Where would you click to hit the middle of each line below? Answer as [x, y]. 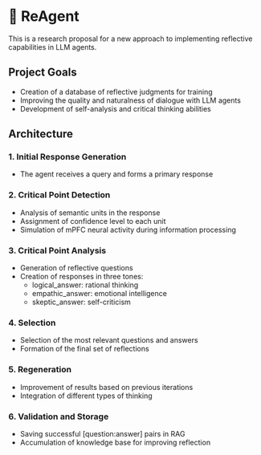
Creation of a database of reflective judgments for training [116, 91]
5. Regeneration [40, 370]
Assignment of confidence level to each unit [93, 221]
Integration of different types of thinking [86, 396]
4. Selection [32, 323]
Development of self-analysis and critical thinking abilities [115, 108]
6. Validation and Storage [59, 416]
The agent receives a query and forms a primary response [116, 174]
